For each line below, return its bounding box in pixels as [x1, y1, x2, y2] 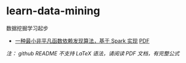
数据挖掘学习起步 [6, 24, 49, 31]
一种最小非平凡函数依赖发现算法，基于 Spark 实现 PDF [14, 37, 150, 44]
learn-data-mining [6, 4, 100, 18]
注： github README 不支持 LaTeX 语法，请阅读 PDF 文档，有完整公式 [6, 49, 180, 57]
